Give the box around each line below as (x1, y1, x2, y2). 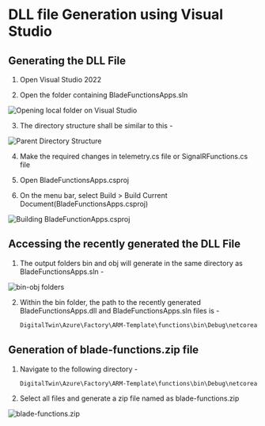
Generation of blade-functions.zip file (8, 343, 199, 357)
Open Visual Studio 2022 (19, 75, 101, 84)
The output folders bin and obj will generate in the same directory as (19, 258, 243, 268)
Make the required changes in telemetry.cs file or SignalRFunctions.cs (19, 152, 248, 161)
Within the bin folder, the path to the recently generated (19, 297, 202, 306)
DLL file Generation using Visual (8, 6, 224, 24)
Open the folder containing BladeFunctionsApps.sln (19, 90, 188, 100)
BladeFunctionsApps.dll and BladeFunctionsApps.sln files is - (19, 306, 220, 315)
